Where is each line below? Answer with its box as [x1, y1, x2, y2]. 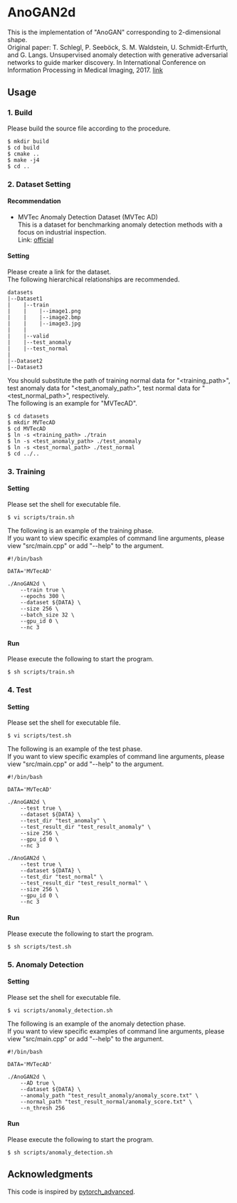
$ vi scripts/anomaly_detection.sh [7, 1006, 113, 1014]
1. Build [7, 108, 33, 118]
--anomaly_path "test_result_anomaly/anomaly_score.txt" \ [20, 1092, 199, 1099]
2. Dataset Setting [7, 179, 71, 189]
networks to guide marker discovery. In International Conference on [7, 58, 206, 66]
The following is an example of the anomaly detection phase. [7, 1019, 186, 1028]
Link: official [17, 235, 54, 244]
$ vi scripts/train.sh [7, 514, 75, 521]
